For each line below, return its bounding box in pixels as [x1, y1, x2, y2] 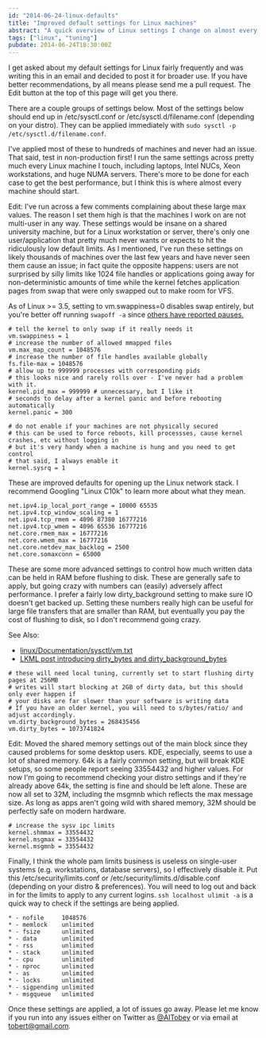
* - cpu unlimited [8, 955, 94, 964]
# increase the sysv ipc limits [8, 822, 115, 830]
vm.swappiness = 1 [8, 333, 69, 340]
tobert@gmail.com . [8, 1021, 71, 1031]
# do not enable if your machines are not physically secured [8, 422, 218, 431]
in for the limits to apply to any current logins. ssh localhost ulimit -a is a [8, 890, 254, 900]
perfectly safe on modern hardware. [8, 806, 127, 816]
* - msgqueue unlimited [8, 990, 94, 998]
